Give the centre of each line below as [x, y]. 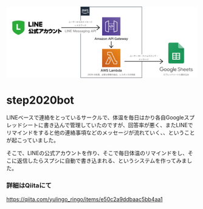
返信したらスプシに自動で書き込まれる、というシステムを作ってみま [102, 161]
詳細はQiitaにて [29, 185]
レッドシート [22, 125]
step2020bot [40, 100]
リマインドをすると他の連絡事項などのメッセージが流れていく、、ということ [101, 133]
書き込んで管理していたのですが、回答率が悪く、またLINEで [118, 125]
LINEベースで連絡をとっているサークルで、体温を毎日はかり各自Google [95, 118]
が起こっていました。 [33, 141]
